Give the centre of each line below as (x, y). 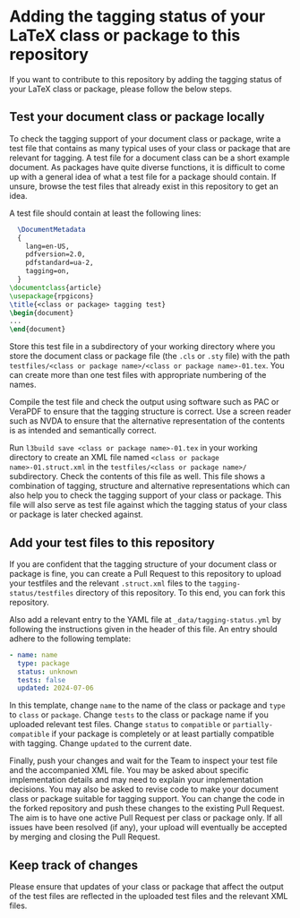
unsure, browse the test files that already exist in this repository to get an (144, 186)
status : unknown (47, 672)
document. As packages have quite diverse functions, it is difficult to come (147, 167)
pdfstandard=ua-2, (60, 263)
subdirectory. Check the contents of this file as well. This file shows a (137, 476)
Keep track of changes (74, 865)
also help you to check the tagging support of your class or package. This (146, 495)
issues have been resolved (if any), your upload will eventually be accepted (148, 828)
